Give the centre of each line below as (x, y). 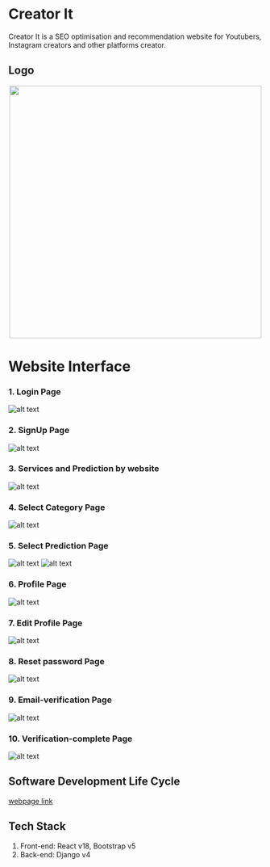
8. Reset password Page (56, 661)
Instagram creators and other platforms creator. (87, 44)
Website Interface (70, 366)
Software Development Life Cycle (94, 782)
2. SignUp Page (39, 431)
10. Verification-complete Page (71, 739)
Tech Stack (37, 826)
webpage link (31, 801)
